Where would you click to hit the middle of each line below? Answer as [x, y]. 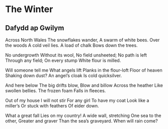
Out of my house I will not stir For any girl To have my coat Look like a [77, 100]
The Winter [29, 9]
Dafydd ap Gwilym [35, 28]
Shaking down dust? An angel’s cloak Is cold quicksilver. [64, 76]
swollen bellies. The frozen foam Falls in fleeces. [56, 91]
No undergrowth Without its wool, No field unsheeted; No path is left [76, 55]
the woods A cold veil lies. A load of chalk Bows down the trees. [71, 45]
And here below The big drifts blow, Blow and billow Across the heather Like [84, 85]
